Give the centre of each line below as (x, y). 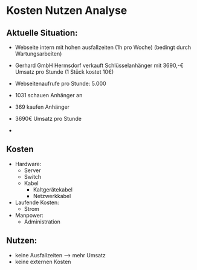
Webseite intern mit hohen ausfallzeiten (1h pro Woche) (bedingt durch (103, 47)
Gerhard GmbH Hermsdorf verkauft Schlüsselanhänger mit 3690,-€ (99, 65)
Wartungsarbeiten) (38, 54)
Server (32, 170)
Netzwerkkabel (52, 196)
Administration (42, 222)
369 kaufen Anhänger (42, 107)
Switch (33, 176)
